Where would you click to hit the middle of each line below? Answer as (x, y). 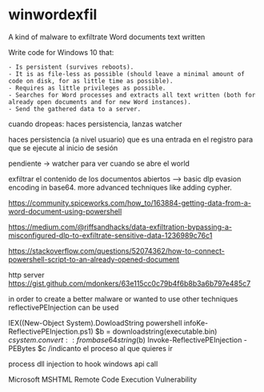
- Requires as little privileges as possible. (87, 88)
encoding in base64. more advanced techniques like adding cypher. (120, 187)
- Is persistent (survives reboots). (71, 67)
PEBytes (22, 348)
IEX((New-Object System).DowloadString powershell (95, 322)
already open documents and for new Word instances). (100, 102)
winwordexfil (53, 15)
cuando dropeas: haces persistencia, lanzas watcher (95, 124)
